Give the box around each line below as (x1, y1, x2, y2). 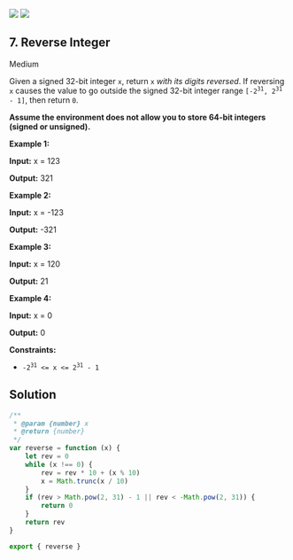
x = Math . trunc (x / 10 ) (41, 477, 128, 486)
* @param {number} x (12, 419, 89, 428)
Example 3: (9, 241, 51, 252)
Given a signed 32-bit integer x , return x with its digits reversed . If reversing (9, 75, 285, 86)
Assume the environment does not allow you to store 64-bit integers (9, 112, 266, 122)
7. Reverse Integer (9, 35, 111, 51)
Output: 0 (9, 327, 46, 338)
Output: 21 (9, 276, 49, 286)
